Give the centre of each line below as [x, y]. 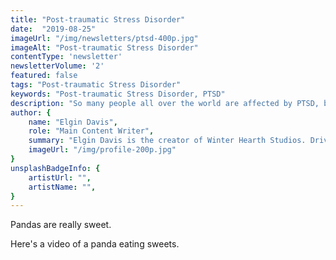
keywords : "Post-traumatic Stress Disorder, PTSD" [118, 94]
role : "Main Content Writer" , [91, 131]
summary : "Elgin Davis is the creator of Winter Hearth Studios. [167, 141]
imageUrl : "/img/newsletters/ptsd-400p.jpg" [104, 38]
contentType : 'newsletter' [66, 57]
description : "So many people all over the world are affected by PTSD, [165, 103]
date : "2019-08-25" [53, 29]
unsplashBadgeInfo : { [55, 168]
